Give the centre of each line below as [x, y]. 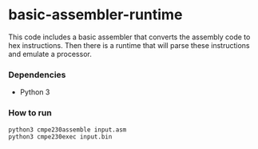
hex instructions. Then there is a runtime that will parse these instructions [129, 45]
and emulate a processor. [50, 54]
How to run [30, 113]
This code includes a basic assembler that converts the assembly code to [129, 37]
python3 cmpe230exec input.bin [60, 137]
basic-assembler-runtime [95, 15]
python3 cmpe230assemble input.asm [67, 130]
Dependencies [37, 74]
